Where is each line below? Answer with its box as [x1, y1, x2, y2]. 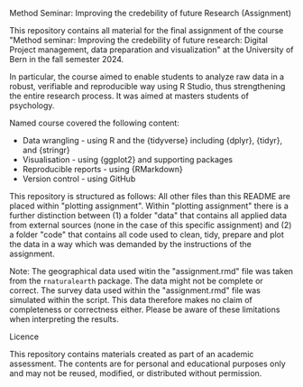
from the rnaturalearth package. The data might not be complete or [9, 275, 263, 286]
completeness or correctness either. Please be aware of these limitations [9, 304, 280, 315]
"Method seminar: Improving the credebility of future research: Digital [9, 35, 269, 45]
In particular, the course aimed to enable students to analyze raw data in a [9, 71, 285, 82]
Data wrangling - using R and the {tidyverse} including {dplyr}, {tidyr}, [22, 135, 283, 145]
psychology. [9, 100, 55, 111]
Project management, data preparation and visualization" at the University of [9, 44, 294, 55]
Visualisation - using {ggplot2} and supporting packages [22, 154, 233, 165]
